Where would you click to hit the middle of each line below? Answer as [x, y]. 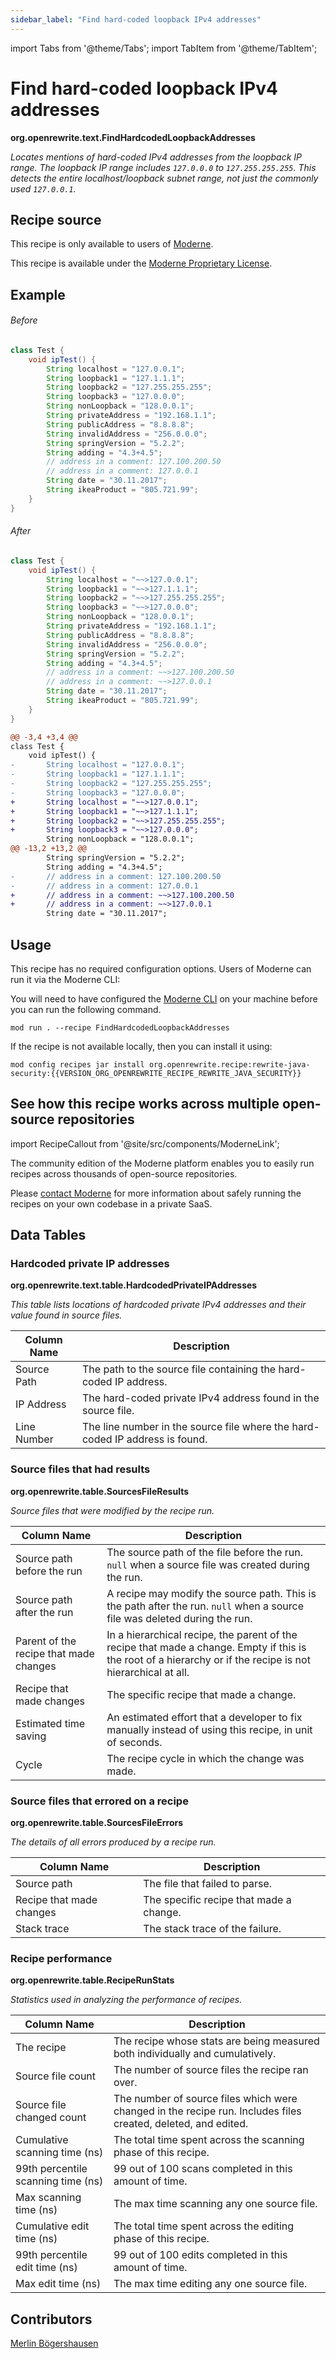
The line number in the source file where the [185, 1427]
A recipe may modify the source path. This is [211, 1593]
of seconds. [134, 1742]
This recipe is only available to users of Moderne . [112, 244]
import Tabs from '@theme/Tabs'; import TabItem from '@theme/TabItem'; [164, 48]
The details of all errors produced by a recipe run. [113, 1842]
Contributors [51, 2319]
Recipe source [56, 219]
